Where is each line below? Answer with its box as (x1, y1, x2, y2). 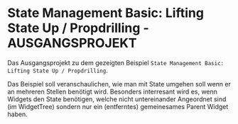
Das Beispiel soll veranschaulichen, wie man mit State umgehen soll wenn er (7, 79, 231, 88)
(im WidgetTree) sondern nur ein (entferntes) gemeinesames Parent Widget (7, 102, 229, 111)
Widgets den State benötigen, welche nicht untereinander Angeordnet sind (7, 94, 227, 103)
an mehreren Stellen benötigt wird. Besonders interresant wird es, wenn (7, 87, 218, 96)
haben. (7, 110, 28, 118)
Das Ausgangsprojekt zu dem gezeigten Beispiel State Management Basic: (7, 58, 225, 67)
